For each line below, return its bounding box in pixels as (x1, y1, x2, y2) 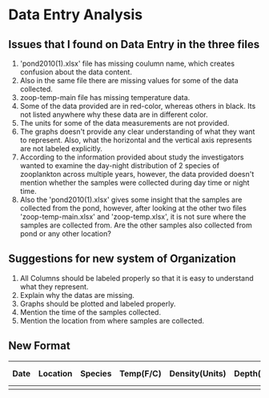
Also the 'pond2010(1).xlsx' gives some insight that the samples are (19, 195, 243, 204)
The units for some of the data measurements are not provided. (19, 119, 230, 127)
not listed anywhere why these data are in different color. (19, 110, 208, 119)
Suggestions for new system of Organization (8, 252, 236, 266)
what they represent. (19, 282, 89, 291)
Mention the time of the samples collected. (19, 307, 162, 317)
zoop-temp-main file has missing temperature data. (19, 93, 191, 102)
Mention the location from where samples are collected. (19, 316, 205, 325)
